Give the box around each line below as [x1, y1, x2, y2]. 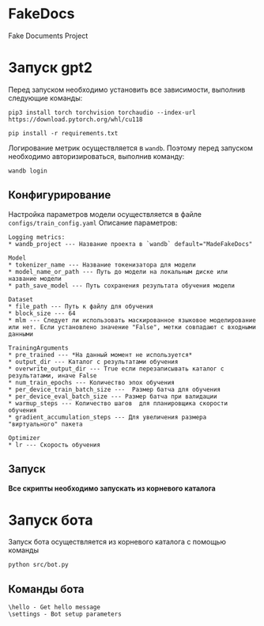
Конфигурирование [8, 188, 111, 202]
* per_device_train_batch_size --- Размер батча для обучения [8, 385, 221, 393]
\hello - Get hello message [8, 603, 101, 612]
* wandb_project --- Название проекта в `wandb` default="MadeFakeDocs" [8, 240, 253, 248]
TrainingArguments [8, 343, 69, 352]
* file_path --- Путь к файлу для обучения [8, 302, 154, 310]
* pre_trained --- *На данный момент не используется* [8, 351, 193, 359]
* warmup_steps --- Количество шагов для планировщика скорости [8, 399, 228, 408]
